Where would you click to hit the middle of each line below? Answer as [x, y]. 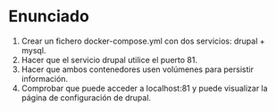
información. [45, 78]
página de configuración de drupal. [86, 97]
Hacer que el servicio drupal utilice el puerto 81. [109, 60]
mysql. [33, 50]
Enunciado [49, 16]
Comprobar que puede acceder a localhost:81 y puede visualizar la [145, 88]
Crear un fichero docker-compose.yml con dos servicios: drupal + [143, 41]
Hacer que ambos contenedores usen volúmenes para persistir [137, 69]
